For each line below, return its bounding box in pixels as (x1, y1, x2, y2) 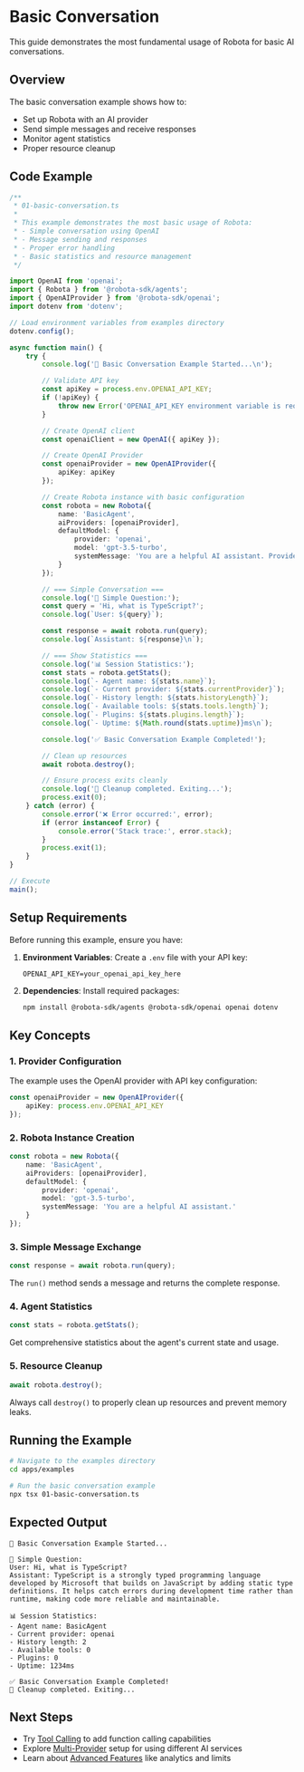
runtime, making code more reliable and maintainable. (9, 1594, 221, 1603)
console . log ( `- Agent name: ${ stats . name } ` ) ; (42, 677, 217, 686)
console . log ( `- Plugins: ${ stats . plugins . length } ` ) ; (42, 710, 245, 719)
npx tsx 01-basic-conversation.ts (9, 1489, 140, 1498)
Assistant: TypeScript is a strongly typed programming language (9, 1570, 261, 1580)
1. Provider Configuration (9, 1055, 122, 1067)
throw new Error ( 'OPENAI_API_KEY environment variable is (57, 401, 281, 410)
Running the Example (9, 1432, 133, 1448)
